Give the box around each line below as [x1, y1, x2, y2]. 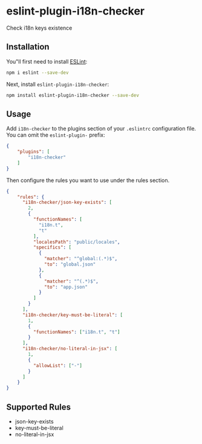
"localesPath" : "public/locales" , [33, 239, 120, 245]
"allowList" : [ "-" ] [33, 362, 83, 368]
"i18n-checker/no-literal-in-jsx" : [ [22, 346, 118, 352]
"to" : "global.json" [44, 261, 96, 267]
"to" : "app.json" [44, 284, 88, 290]
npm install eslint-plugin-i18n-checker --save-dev [6, 92, 139, 98]
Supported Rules [6, 402, 71, 412]
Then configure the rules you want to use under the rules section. [6, 177, 170, 184]
